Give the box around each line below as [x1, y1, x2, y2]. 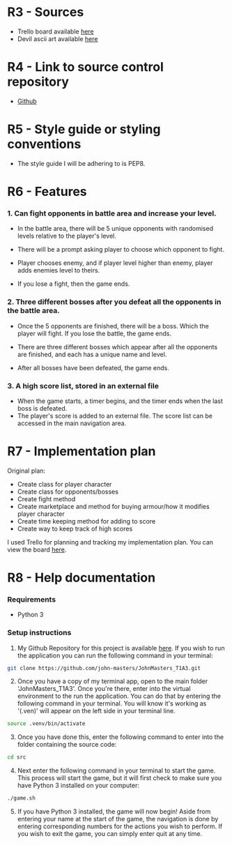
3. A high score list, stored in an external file [7, 381, 159, 390]
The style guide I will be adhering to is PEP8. [17, 159, 146, 167]
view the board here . [7, 545, 67, 554]
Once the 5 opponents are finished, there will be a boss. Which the [17, 321, 209, 330]
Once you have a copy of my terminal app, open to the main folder [17, 677, 208, 685]
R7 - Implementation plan [7, 443, 156, 459]
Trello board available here [17, 27, 94, 36]
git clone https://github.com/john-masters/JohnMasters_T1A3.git [7, 664, 201, 671]
